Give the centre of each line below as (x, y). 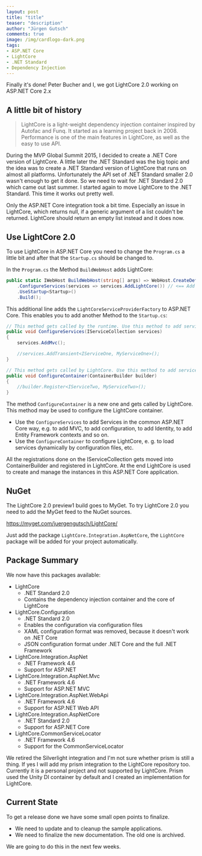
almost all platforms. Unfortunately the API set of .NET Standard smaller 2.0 (100, 174)
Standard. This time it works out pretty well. (60, 194)
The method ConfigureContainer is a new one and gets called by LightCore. (100, 404)
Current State (32, 802)
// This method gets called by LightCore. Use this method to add (91, 370)
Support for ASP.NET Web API (61, 708)
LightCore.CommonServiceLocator (58, 733)
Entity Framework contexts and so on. (62, 435)
